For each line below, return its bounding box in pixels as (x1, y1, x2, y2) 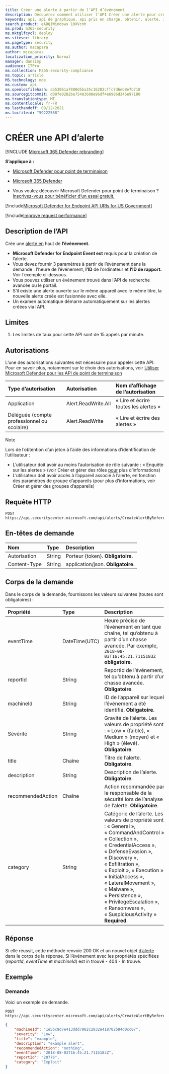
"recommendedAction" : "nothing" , (14, 1045, 84, 1051)
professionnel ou (8, 418, 48, 425)
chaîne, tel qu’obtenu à (104, 630, 158, 637)
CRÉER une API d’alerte (5, 132, 104, 143)
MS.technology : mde (5, 78, 46, 83)
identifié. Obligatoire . (104, 706, 155, 713)
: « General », (104, 822, 136, 829)
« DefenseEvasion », (104, 848, 153, 855)
